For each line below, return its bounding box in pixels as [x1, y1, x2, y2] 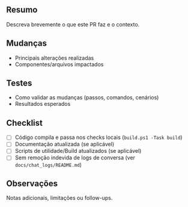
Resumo [6, 5, 38, 15]
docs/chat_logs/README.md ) [14, 161, 82, 168]
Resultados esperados [14, 100, 71, 108]
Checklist [6, 117, 43, 128]
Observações [6, 178, 58, 188]
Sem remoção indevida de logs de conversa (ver [14, 154, 135, 161]
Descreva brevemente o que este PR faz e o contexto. [6, 20, 140, 28]
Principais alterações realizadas [14, 54, 94, 61]
